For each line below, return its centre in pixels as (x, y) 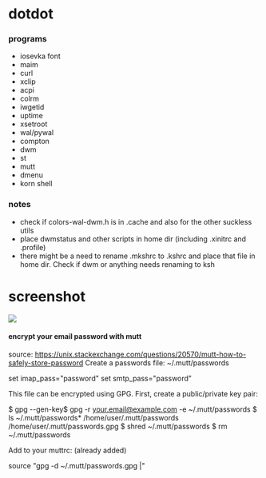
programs (28, 39)
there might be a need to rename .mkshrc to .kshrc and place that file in (137, 256)
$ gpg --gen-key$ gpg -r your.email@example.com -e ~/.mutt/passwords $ (133, 409)
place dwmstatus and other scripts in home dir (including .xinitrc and (133, 239)
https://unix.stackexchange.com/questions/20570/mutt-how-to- (140, 354)
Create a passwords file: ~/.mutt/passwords (157, 362)
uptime (32, 116)
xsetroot (34, 124)
